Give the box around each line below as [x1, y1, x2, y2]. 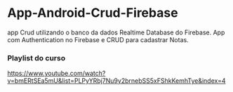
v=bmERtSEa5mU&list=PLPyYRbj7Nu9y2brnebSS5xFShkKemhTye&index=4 [7, 77, 226, 85]
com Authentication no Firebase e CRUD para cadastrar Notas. [7, 35, 189, 44]
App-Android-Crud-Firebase [7, 5, 178, 21]
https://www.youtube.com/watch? [7, 69, 106, 78]
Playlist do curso [7, 53, 65, 63]
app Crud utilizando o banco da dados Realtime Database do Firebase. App [7, 28, 225, 37]
